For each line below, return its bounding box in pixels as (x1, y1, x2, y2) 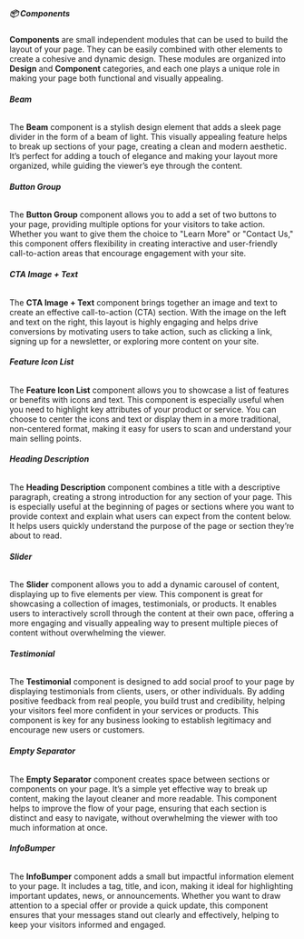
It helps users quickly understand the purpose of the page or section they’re (9, 520, 295, 531)
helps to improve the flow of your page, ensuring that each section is (9, 803, 268, 814)
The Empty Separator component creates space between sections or (9, 774, 270, 784)
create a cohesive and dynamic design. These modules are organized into (9, 53, 286, 64)
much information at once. (9, 822, 109, 833)
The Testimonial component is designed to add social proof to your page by (9, 676, 295, 687)
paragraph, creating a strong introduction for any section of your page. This (9, 491, 292, 502)
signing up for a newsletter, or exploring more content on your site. (9, 335, 260, 346)
